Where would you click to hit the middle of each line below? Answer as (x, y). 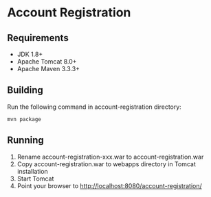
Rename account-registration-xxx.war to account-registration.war (110, 157)
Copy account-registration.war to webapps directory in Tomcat (106, 164)
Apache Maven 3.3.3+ (48, 69)
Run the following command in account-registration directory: (95, 107)
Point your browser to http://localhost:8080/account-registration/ (109, 185)
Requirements (38, 38)
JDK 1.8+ (30, 54)
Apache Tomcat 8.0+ (47, 62)
